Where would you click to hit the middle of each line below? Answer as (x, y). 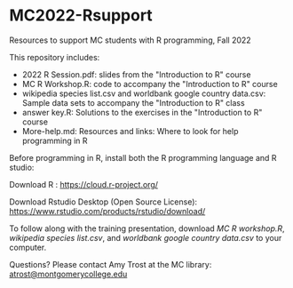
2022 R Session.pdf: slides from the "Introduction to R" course (136, 74)
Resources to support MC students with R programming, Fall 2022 (130, 40)
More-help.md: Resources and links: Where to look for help (130, 131)
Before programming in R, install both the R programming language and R (143, 157)
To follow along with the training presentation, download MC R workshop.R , (147, 228)
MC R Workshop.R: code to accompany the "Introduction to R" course (150, 84)
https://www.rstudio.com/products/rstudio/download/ (107, 211)
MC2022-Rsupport (81, 16)
